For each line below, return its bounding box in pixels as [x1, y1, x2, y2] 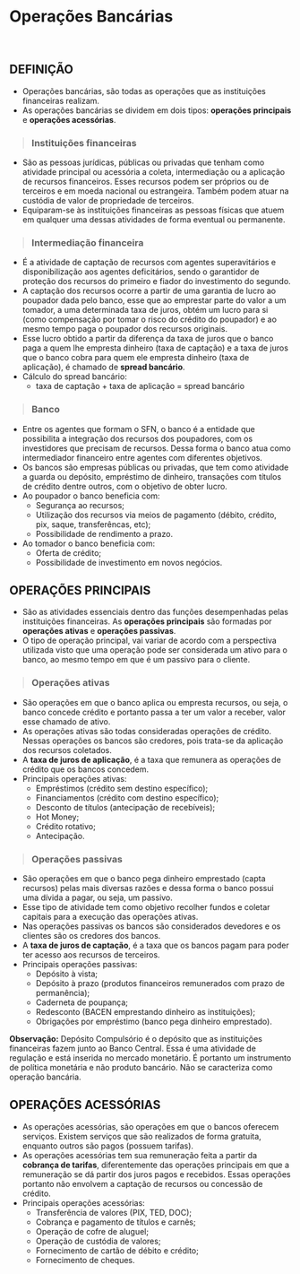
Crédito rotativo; [35, 820, 96, 831]
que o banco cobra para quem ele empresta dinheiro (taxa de [21, 352, 250, 363]
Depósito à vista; [35, 968, 99, 979]
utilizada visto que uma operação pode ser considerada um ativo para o [21, 645, 288, 655]
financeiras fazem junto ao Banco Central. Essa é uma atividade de [9, 1043, 257, 1054]
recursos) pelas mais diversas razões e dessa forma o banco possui [21, 883, 275, 894]
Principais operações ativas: [21, 773, 127, 784]
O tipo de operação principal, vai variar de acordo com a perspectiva [21, 635, 278, 646]
